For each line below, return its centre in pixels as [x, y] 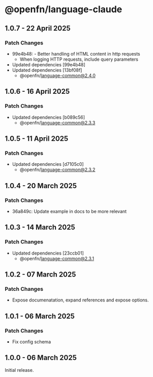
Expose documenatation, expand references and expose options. [80, 300]
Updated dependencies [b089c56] [48, 117]
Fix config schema [32, 342]
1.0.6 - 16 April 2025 [37, 92]
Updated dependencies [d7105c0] [48, 164]
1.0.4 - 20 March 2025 [41, 185]
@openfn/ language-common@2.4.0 [58, 76]
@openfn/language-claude [64, 9]
